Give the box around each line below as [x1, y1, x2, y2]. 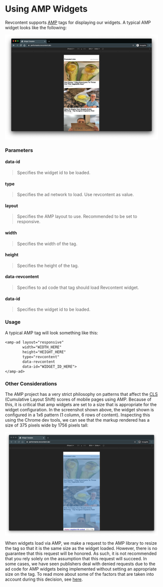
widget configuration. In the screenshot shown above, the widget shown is [5, 407, 154, 412]
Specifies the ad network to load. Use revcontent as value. [16, 192, 134, 197]
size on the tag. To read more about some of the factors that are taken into [5, 571, 154, 577]
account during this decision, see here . [5, 576, 83, 582]
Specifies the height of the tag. [16, 263, 79, 268]
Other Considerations [5, 380, 57, 387]
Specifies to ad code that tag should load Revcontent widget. [16, 285, 139, 290]
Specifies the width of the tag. [16, 241, 78, 247]
